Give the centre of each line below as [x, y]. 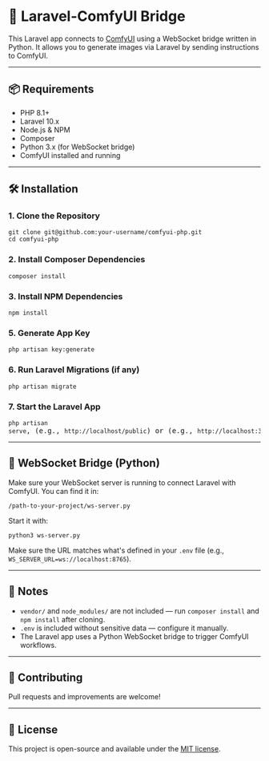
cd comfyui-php [34, 240]
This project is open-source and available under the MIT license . [115, 749]
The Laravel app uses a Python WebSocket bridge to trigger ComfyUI [134, 636]
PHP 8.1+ [35, 112]
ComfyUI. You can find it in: [54, 491]
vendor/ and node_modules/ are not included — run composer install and [140, 611]
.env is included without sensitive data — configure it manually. [124, 628]
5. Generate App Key [49, 333]
